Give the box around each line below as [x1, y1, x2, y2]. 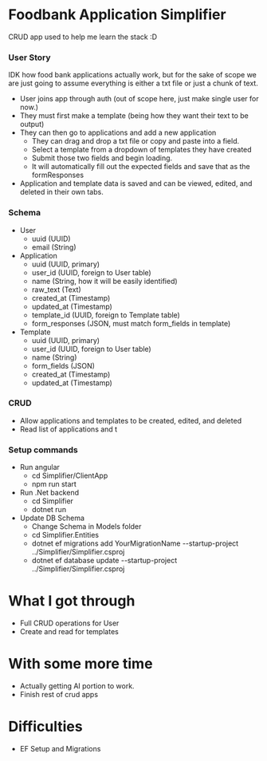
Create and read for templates [19, 627, 120, 637]
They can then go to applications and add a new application [19, 128, 217, 137]
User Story [8, 52, 51, 63]
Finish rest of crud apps [19, 690, 98, 699]
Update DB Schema [19, 513, 85, 523]
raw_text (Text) [31, 285, 81, 294]
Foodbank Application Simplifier [8, 6, 226, 24]
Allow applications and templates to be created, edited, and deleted [19, 416, 241, 425]
